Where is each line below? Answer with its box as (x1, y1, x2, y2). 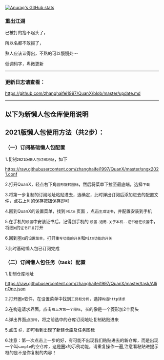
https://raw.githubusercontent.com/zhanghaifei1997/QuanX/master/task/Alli (5, 280, 157, 286)
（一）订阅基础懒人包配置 (5, 144, 65, 151)
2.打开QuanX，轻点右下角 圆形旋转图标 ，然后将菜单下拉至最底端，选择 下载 (5, 181, 150, 187)
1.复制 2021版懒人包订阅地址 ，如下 (5, 156, 67, 162)
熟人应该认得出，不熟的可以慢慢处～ (5, 50, 78, 56)
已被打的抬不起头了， (5, 30, 48, 36)
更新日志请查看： (5, 79, 45, 85)
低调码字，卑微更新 (5, 61, 44, 67)
